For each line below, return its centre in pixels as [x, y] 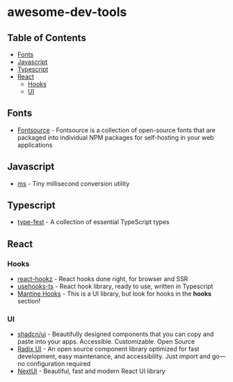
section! [29, 301]
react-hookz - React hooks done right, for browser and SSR [103, 279]
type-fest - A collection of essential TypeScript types [93, 222]
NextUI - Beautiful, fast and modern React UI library [91, 371]
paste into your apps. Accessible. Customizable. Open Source [106, 342]
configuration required [59, 364]
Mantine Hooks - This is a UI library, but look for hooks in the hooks [114, 294]
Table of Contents [47, 38]
